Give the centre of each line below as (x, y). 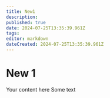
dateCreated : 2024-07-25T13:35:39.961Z (55, 45)
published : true (26, 22)
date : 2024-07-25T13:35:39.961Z (46, 28)
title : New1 (21, 11)
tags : (13, 33)
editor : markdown (27, 39)
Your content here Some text (41, 89)
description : (22, 17)
